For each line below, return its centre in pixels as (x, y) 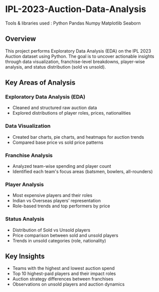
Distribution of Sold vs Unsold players (51, 230)
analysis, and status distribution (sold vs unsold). (55, 67)
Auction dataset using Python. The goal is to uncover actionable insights (80, 56)
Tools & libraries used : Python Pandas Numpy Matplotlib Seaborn (73, 23)
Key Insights (25, 256)
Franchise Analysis (29, 155)
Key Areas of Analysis (40, 83)
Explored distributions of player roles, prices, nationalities (71, 113)
